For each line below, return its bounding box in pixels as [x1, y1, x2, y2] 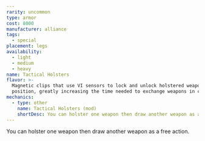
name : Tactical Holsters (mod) [17, 105, 97, 112]
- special [12, 37, 37, 43]
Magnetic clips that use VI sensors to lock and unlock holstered [12, 83, 184, 89]
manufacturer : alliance [6, 26, 67, 32]
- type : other [12, 99, 48, 106]
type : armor [6, 15, 37, 21]
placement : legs [6, 43, 48, 49]
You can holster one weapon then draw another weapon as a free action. [6, 128, 190, 135]
